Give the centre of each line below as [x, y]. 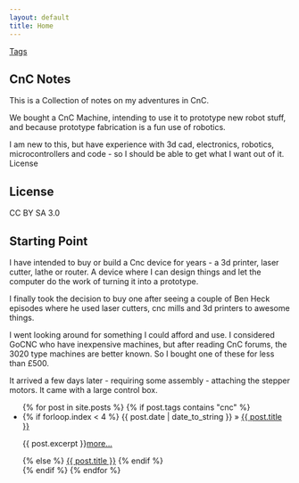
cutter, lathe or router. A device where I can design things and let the [135, 272]
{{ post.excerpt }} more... [67, 443]
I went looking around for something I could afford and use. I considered [142, 334]
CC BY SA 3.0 [35, 213]
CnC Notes [40, 79]
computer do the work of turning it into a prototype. [104, 281]
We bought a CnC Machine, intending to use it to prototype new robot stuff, [148, 118]
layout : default [39, 17]
